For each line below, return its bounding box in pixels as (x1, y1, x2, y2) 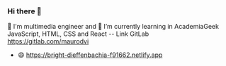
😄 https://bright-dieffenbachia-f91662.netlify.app (17, 51, 163, 59)
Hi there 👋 (7, 6, 43, 16)
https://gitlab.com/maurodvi (7, 37, 89, 46)
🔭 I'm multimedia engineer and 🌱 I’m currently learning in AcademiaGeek (7, 22, 220, 31)
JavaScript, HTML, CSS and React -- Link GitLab (7, 29, 149, 38)
